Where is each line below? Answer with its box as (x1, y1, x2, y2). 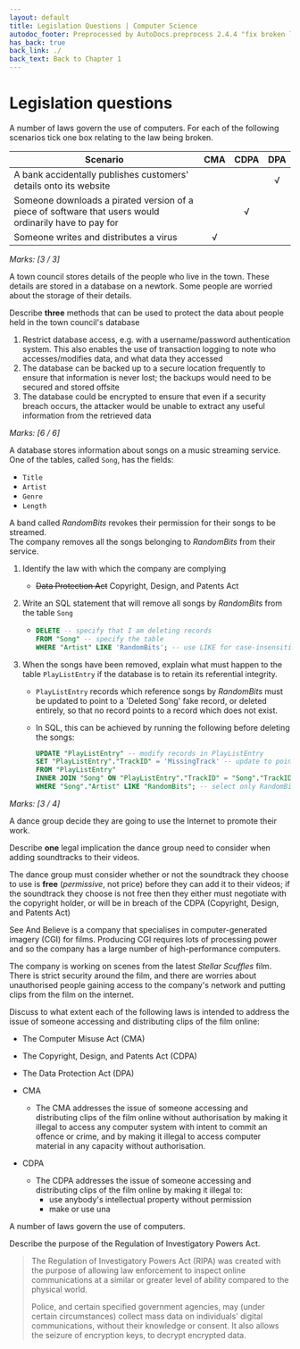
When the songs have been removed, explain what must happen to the (21, 658, 283, 670)
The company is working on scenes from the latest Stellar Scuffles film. (9, 960, 272, 971)
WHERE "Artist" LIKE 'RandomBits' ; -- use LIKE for (35, 642, 232, 652)
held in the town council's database (9, 316, 140, 327)
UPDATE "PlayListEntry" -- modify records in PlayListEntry (35, 749, 264, 758)
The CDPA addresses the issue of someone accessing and (35, 1175, 252, 1186)
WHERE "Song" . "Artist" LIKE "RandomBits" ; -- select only (35, 783, 256, 792)
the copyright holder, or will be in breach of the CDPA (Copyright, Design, (9, 897, 279, 908)
